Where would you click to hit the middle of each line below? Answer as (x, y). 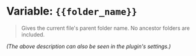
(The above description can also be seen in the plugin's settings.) (89, 46)
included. (33, 34)
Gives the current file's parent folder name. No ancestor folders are (106, 28)
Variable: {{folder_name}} (72, 11)
